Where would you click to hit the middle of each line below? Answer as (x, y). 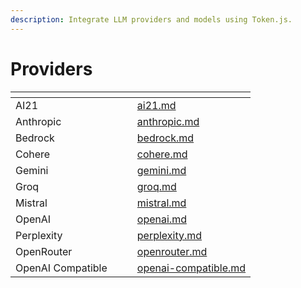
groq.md (156, 186)
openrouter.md (172, 251)
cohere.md (162, 154)
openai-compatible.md (191, 268)
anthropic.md (168, 121)
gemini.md (161, 170)
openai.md (161, 219)
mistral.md (161, 203)
